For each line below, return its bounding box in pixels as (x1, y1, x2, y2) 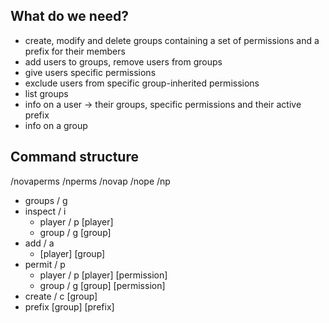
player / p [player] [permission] (39, 269, 168, 281)
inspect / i (24, 205, 67, 217)
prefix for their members (24, 45, 126, 57)
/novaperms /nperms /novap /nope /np (10, 175, 171, 187)
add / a (24, 237, 55, 249)
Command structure (10, 149, 139, 166)
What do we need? (10, 8, 129, 25)
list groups (24, 87, 69, 99)
